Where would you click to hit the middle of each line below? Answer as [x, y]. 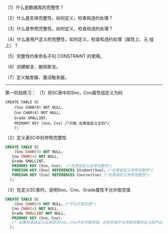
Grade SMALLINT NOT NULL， [39, 213]
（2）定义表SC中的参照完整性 [36, 137]
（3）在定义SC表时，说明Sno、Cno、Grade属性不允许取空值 [68, 190]
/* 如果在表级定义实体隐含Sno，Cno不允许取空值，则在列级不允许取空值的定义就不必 [87, 222]
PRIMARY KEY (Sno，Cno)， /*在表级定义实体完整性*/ [62, 166]
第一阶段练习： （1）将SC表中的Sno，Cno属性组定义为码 [64, 92]
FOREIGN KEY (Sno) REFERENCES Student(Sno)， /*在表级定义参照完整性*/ [83, 170]
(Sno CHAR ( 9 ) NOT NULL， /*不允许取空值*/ [55, 204]
